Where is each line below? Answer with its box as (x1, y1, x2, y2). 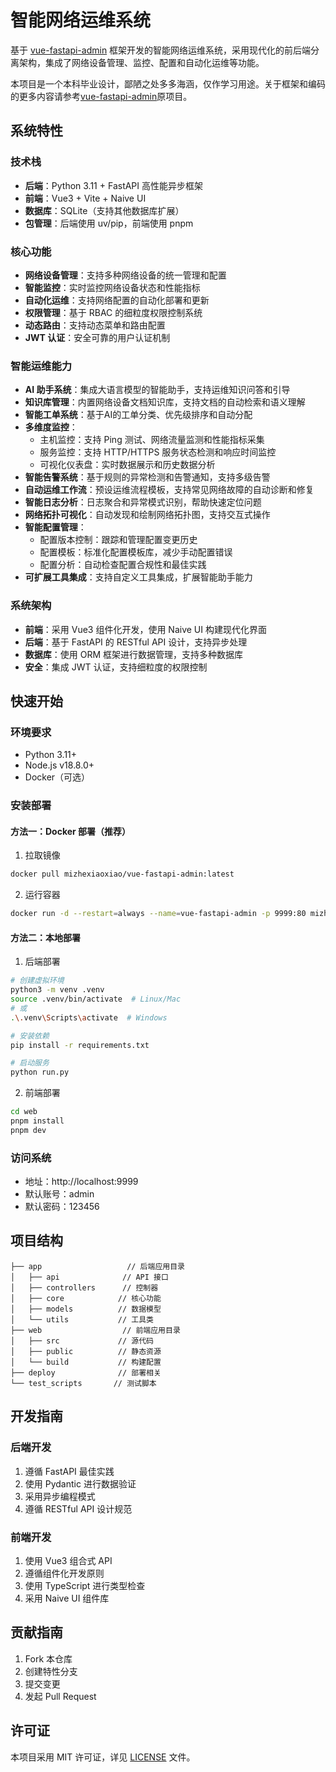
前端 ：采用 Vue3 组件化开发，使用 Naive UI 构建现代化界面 (24, 623, 267, 635)
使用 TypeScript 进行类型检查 (24, 1579, 146, 1591)
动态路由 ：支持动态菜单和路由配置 (24, 319, 166, 331)
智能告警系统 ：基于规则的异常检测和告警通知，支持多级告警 (24, 471, 271, 483)
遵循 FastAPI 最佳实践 (24, 1465, 115, 1477)
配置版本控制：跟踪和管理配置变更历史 (39, 534, 198, 546)
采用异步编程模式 (24, 1490, 96, 1502)
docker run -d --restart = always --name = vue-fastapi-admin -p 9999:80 (10, 909, 307, 919)
